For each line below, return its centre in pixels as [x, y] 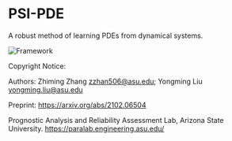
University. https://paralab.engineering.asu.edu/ [86, 128]
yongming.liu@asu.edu [46, 89]
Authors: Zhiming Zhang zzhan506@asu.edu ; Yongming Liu [106, 81]
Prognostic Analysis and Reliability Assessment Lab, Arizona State [116, 120]
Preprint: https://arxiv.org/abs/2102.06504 [77, 105]
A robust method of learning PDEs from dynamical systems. [106, 35]
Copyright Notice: [37, 66]
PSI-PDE [36, 14]
